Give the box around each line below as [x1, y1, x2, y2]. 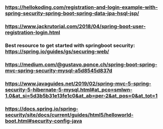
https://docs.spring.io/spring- [5, 105, 79, 112]
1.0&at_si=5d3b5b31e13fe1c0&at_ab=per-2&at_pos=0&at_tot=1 [5, 92, 158, 99]
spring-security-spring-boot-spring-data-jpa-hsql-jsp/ [5, 10, 140, 16]
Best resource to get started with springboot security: [5, 42, 135, 48]
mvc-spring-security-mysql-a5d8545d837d [5, 67, 112, 74]
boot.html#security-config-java [5, 117, 82, 124]
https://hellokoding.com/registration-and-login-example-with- [5, 4, 158, 11]
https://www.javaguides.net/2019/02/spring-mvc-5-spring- [5, 80, 152, 87]
